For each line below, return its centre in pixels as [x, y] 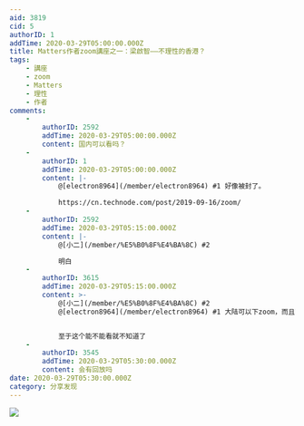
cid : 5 [22, 26]
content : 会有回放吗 [78, 370]
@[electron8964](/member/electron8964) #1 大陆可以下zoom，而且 [177, 312]
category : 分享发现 [44, 386]
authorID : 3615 [71, 278]
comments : [28, 111]
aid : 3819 [28, 18]
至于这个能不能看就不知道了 [102, 336]
